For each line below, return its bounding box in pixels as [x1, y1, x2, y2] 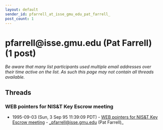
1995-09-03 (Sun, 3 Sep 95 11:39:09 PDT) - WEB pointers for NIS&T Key [12, 114, 158, 120]
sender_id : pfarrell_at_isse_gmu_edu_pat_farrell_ [5, 12, 111, 17]
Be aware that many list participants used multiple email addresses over [5, 64, 152, 70]
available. [5, 74, 25, 80]
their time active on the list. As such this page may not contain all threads [5, 69, 154, 75]
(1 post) [5, 47, 36, 59]
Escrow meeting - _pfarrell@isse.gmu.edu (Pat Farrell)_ [12, 119, 124, 125]
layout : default [5, 7, 38, 12]
